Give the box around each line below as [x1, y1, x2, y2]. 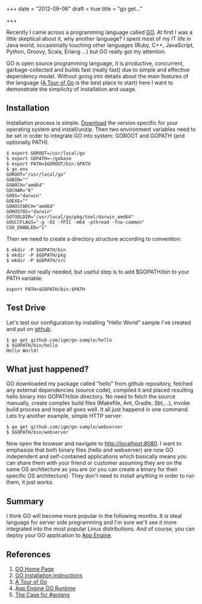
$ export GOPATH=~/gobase [6, 155, 71, 161]
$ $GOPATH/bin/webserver [6, 429, 69, 435]
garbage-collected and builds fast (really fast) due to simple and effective [6, 66, 190, 73]
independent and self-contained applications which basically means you [6, 453, 187, 460]
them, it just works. [6, 478, 54, 486]
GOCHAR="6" [6, 187, 34, 193]
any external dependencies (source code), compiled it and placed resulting [6, 386, 194, 394]
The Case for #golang [15, 591, 70, 599]
